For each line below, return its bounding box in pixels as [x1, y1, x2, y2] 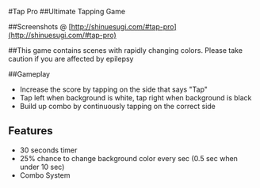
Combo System [19, 170, 71, 180]
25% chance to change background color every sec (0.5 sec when [19, 153, 238, 163]
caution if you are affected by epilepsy [8, 55, 134, 63]
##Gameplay [8, 70, 50, 78]
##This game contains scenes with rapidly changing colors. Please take [8, 46, 243, 55]
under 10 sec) [19, 162, 65, 171]
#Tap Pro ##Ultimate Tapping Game [8, 7, 125, 16]
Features [8, 124, 53, 137]
